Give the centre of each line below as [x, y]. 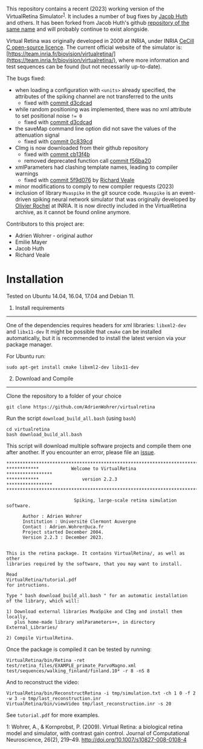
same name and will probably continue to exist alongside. [78, 29]
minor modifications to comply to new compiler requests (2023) [94, 186]
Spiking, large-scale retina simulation [125, 500]
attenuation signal [37, 135]
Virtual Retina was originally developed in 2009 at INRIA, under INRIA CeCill [100, 41]
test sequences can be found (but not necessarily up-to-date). [84, 67]
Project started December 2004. [63, 532]
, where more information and [152, 60]
